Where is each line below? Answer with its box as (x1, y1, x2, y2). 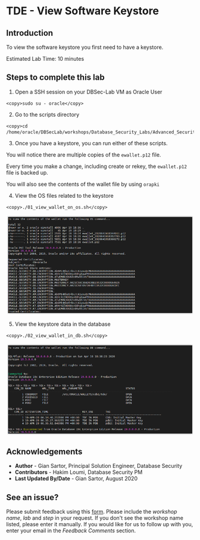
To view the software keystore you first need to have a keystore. (6, 43, 164, 51)
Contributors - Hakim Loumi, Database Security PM (14, 469, 143, 476)
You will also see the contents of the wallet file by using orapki (6, 180, 160, 188)
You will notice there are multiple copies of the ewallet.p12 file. (6, 151, 161, 158)
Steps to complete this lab (6, 73, 105, 83)
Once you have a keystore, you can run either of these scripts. (14, 139, 168, 146)
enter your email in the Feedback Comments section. (6, 527, 136, 534)
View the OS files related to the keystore (14, 192, 114, 199)
